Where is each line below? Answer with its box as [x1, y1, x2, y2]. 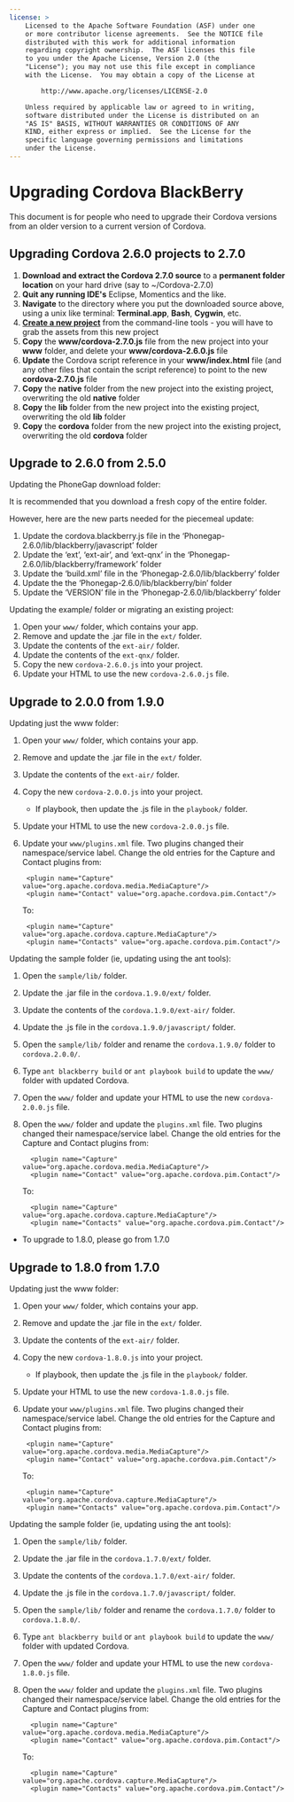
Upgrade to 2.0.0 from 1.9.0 [9, 694, 165, 709]
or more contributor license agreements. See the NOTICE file [25, 29, 264, 38]
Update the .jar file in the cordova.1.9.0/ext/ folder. [21, 987, 212, 998]
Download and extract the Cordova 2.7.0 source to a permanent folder [21, 269, 285, 280]
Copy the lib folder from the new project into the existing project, [21, 402, 259, 412]
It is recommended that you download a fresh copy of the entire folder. [9, 496, 267, 507]
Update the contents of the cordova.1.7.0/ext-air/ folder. [21, 1571, 236, 1581]
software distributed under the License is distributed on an [25, 111, 259, 120]
